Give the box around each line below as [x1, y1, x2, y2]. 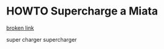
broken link [6, 24, 35, 31]
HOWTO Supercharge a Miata [6, 4, 159, 18]
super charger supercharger [6, 36, 77, 43]
